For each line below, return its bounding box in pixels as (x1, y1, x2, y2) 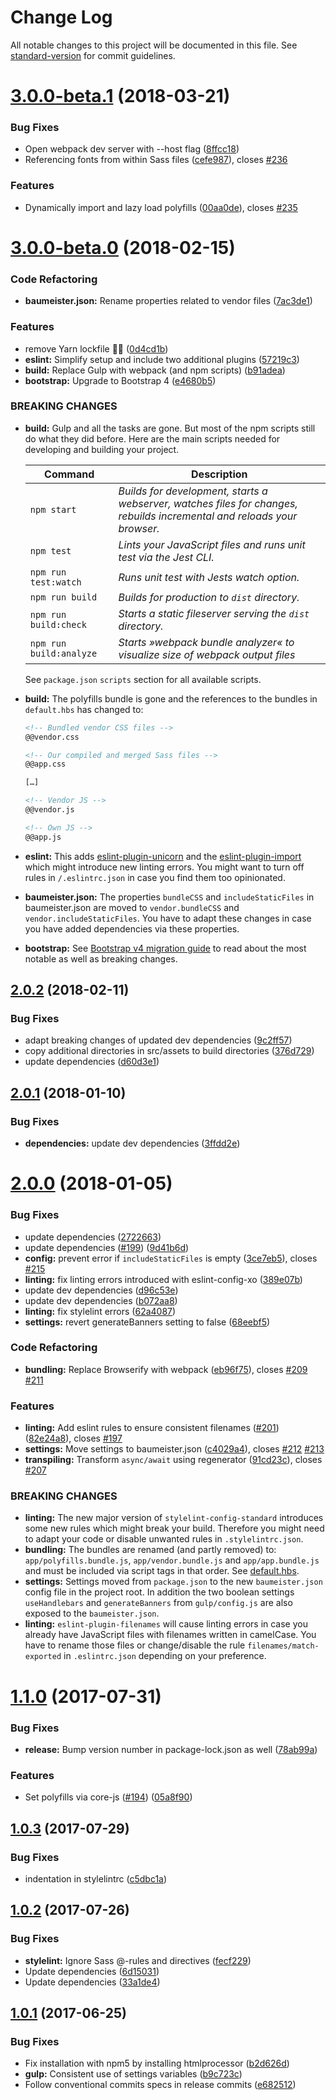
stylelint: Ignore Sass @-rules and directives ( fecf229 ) (24, 1954, 252, 1966)
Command (44, 467, 95, 481)
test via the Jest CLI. (118, 550, 215, 564)
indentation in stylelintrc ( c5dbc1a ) (24, 1872, 168, 1885)
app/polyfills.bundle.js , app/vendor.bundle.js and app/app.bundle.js (24, 1554, 320, 1566)
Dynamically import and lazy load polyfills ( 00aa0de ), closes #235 (24, 201, 298, 213)
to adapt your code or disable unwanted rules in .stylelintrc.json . (24, 1533, 304, 1545)
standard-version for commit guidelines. (10, 49, 176, 61)
